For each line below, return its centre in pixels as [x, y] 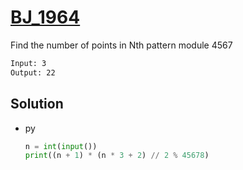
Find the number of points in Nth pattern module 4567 [121, 45]
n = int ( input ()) [61, 146]
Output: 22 [33, 72]
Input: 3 [28, 63]
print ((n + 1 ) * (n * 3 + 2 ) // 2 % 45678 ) [117, 156]
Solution [37, 104]
